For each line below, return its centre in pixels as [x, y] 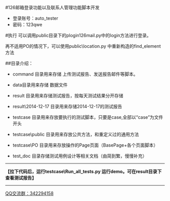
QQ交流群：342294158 [30, 193]
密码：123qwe [27, 25]
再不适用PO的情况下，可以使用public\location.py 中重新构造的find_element [83, 46]
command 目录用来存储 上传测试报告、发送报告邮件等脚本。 [75, 74]
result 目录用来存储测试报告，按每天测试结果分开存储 [68, 96]
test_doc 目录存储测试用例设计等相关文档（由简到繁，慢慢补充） [80, 156]
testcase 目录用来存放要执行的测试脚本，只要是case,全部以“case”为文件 [88, 117]
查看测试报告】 [21, 178]
